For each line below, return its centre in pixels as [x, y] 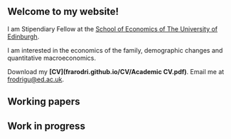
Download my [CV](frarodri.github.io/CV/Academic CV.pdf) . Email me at [116, 71]
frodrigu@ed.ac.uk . [36, 79]
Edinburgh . [23, 36]
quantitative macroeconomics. [52, 58]
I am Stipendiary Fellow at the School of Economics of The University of [113, 29]
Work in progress [46, 126]
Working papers [44, 102]
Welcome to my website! [63, 12]
